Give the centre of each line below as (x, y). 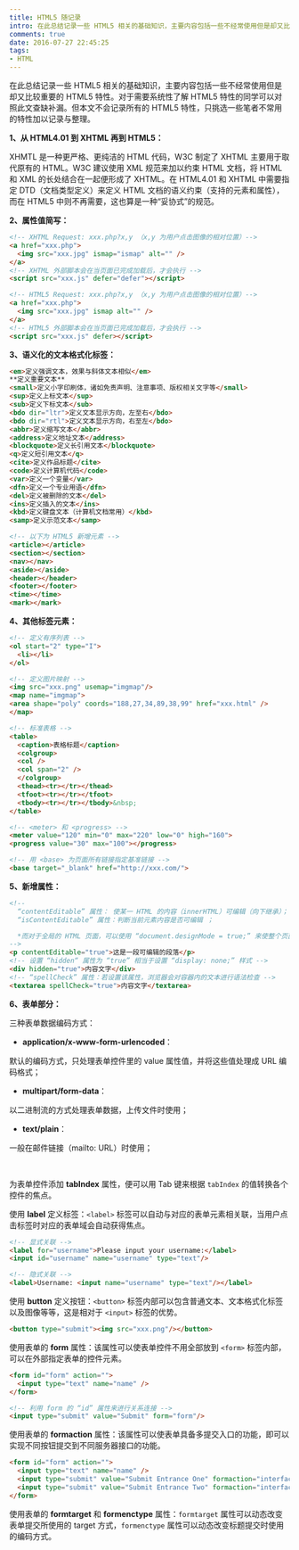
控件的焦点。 (32, 1195)
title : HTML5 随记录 (45, 17)
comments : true (37, 34)
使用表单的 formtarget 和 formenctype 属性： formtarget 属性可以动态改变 (146, 1513)
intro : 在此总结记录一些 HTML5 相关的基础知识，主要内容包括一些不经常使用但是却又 (146, 26)
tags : (19, 51)
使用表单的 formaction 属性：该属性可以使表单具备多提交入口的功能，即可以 (149, 1435)
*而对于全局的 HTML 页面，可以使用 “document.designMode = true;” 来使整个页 (153, 936)
